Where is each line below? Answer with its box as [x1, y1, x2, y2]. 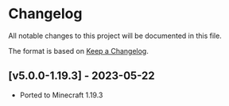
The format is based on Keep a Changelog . [8, 46, 149, 55]
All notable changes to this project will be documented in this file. [8, 31, 223, 40]
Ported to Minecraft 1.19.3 [19, 90, 103, 100]
